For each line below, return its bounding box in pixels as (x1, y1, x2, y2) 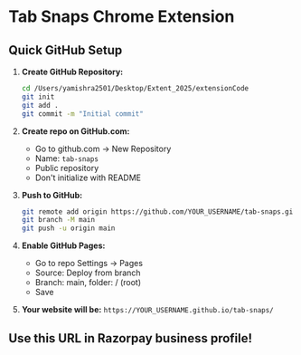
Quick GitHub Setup (8, 43, 123, 58)
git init (21, 92, 55, 101)
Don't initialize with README (34, 172, 142, 183)
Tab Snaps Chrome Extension (8, 6, 235, 27)
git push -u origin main (21, 224, 116, 233)
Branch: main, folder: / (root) (34, 277, 142, 288)
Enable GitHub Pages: (21, 240, 106, 251)
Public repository (34, 162, 99, 173)
